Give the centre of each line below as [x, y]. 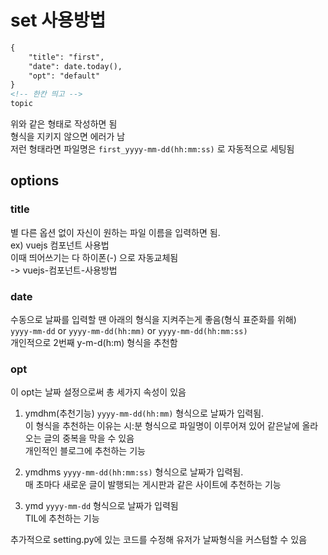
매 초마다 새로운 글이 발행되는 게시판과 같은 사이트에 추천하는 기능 [153, 485]
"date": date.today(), [75, 66]
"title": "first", [66, 57]
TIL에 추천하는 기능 [62, 518]
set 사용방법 [58, 20]
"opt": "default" [64, 76]
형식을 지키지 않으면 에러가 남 [68, 137]
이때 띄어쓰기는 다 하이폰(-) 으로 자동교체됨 [94, 257]
